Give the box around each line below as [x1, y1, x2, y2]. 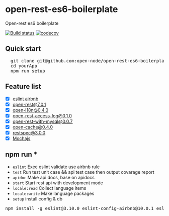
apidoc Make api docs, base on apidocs [12, 174, 95, 180]
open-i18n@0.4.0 [12, 107, 49, 113]
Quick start [5, 44, 41, 53]
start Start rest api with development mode [12, 180, 103, 186]
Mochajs [12, 135, 31, 141]
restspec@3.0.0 [12, 129, 46, 135]
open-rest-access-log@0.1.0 [12, 112, 72, 119]
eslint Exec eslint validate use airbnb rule [12, 164, 100, 170]
